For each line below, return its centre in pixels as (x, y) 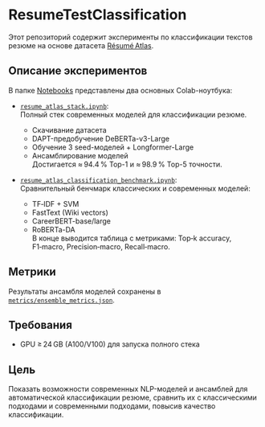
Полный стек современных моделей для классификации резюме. (133, 114)
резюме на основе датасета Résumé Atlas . (81, 45)
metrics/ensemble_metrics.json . (61, 300)
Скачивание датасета (69, 129)
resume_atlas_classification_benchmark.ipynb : (98, 179)
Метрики (32, 272)
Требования (40, 324)
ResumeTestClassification (98, 15)
